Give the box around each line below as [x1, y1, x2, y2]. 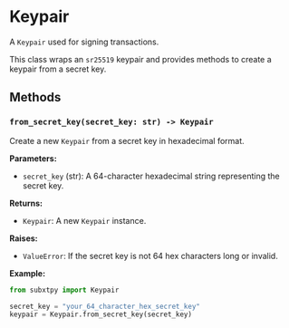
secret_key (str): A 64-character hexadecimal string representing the [22, 170, 280, 181]
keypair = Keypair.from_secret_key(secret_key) [9, 310, 193, 319]
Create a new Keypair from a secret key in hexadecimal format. [9, 135, 245, 146]
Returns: [9, 198, 43, 208]
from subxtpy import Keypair [9, 285, 120, 294]
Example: [9, 267, 46, 278]
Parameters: [9, 152, 57, 164]
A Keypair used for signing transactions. [9, 36, 159, 47]
